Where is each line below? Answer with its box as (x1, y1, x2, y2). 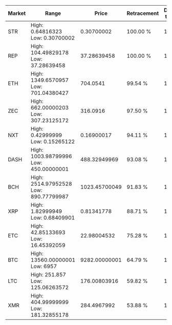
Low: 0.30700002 (30, 34, 75, 41)
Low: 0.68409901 (30, 214, 75, 221)
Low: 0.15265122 (30, 138, 75, 145)
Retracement (126, 10, 159, 17)
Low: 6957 (30, 263, 57, 270)
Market (8, 10, 26, 17)
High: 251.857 (30, 271, 67, 278)
